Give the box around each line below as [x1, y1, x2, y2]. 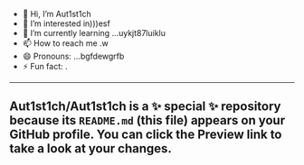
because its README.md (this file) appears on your [9, 113, 286, 128]
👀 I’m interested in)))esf [22, 18, 110, 29]
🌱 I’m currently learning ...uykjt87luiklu [22, 28, 166, 38]
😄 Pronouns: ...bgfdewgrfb [22, 50, 125, 61]
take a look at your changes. [9, 141, 172, 157]
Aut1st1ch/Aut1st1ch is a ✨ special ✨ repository [9, 99, 281, 115]
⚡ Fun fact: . [22, 61, 68, 71]
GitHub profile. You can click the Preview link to [9, 127, 282, 142]
